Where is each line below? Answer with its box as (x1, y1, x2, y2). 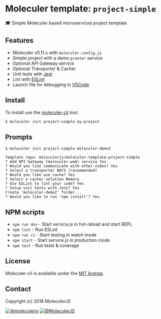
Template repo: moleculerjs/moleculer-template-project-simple (5, 155, 140, 160)
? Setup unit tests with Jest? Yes (5, 186, 80, 191)
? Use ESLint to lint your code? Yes (5, 181, 84, 186)
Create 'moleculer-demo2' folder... (5, 190, 82, 195)
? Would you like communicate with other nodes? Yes (5, 164, 118, 169)
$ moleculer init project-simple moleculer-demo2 (5, 146, 111, 151)
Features (5, 36, 34, 45)
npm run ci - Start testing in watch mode (12, 232, 97, 238)
